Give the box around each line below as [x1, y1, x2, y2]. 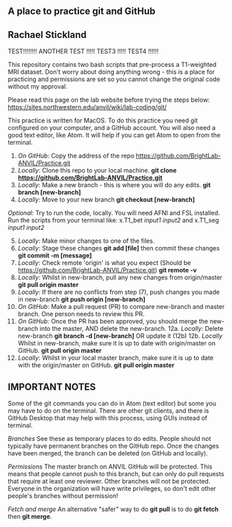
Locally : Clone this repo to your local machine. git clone [17, 166, 177, 175]
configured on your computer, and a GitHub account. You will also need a [8, 124, 216, 132]
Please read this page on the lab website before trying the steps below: [8, 96, 210, 104]
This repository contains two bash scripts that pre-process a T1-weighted [8, 61, 217, 69]
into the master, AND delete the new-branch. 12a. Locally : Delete [39, 325, 224, 333]
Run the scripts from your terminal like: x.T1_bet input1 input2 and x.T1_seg [8, 216, 220, 224]
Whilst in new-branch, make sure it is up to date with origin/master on [17, 339, 216, 347]
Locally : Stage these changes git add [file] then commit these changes [17, 244, 220, 252]
